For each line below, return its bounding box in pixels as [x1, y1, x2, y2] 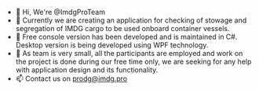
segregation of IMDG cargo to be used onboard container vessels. [15, 24, 230, 33]
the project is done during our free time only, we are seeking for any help [15, 57, 252, 66]
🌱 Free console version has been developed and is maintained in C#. [15, 32, 238, 41]
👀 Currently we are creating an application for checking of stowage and [15, 16, 247, 25]
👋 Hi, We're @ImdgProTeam [15, 8, 106, 16]
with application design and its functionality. [15, 65, 159, 74]
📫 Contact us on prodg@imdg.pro [15, 74, 128, 83]
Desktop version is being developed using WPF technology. [15, 40, 209, 50]
